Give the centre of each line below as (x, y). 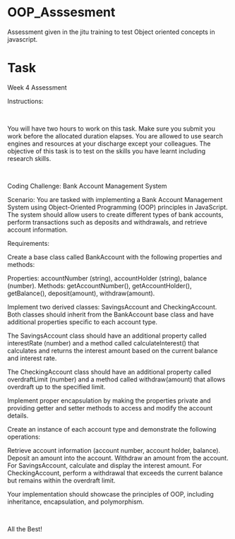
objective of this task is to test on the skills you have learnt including (107, 151)
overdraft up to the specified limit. (56, 386)
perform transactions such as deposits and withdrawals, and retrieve (107, 222)
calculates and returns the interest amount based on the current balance (113, 350)
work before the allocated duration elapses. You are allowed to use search (115, 136)
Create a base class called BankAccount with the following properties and (115, 257)
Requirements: (28, 243)
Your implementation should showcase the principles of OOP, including (110, 494)
